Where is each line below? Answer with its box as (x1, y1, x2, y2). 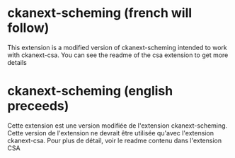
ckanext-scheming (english (7, 83, 173, 99)
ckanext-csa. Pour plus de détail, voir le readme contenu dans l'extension (7, 136, 222, 145)
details (7, 58, 27, 66)
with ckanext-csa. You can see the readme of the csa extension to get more (7, 51, 229, 59)
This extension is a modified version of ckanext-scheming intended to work (7, 43, 228, 51)
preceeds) (7, 98, 69, 114)
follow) (7, 20, 50, 36)
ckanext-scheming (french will (7, 5, 193, 21)
